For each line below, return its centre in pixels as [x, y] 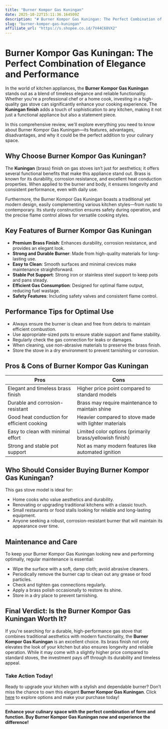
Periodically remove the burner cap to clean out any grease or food [81, 574]
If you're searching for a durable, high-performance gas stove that [73, 631]
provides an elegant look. [38, 248]
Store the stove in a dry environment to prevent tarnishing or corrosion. [85, 350]
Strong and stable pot [33, 446]
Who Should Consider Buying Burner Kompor [77, 470]
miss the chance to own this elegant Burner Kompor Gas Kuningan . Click [81, 692]
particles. [22, 579]
